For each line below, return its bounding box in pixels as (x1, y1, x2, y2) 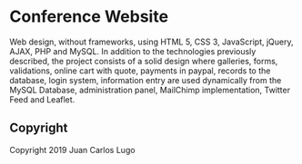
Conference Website (9, 6, 169, 27)
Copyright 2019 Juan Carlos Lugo (9, 144, 136, 155)
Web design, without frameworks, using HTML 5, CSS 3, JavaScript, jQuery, (9, 36, 294, 47)
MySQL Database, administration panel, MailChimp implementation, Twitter (9, 84, 291, 95)
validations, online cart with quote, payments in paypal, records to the (9, 65, 271, 76)
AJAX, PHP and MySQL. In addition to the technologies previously (9, 45, 257, 56)
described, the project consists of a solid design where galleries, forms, (9, 55, 278, 66)
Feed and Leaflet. (9, 93, 75, 105)
